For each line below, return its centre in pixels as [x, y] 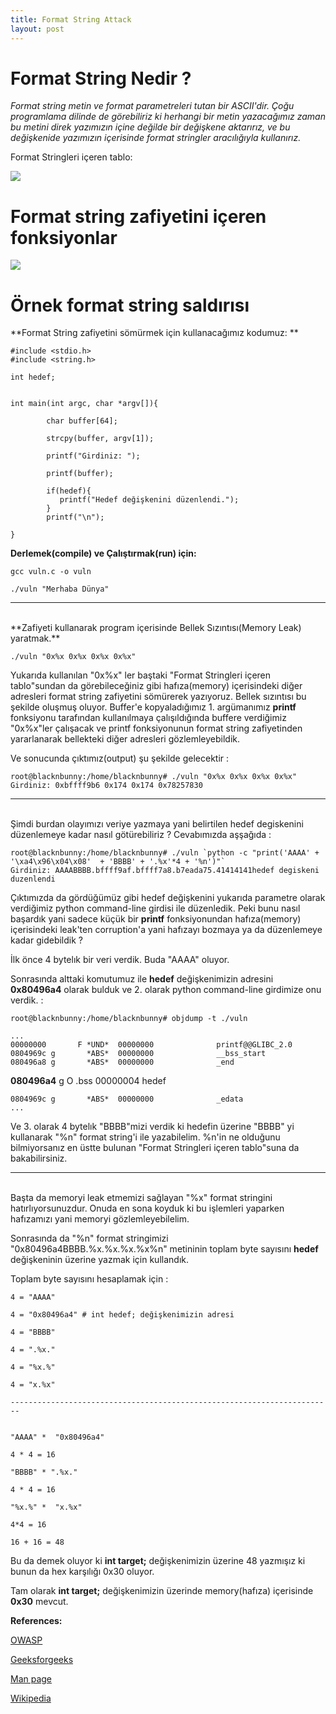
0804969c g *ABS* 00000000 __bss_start [138, 1054]
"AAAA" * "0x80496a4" [57, 1437]
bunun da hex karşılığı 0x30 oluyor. [82, 1572]
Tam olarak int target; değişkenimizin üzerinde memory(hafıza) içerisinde [162, 1591]
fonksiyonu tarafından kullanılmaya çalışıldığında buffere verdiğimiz [148, 718]
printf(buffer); [80, 474]
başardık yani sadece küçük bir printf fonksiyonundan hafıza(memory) [156, 919]
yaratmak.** [35, 638]
